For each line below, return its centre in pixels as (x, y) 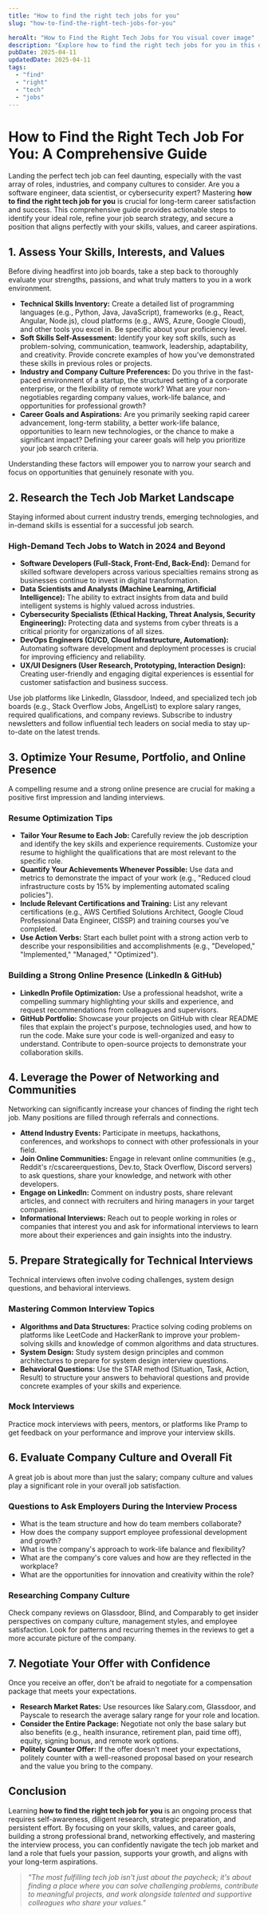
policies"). (37, 895)
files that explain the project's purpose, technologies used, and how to (136, 1027)
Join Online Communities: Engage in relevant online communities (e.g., (138, 1159)
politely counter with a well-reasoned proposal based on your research (136, 1758)
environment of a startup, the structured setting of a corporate (145, 380)
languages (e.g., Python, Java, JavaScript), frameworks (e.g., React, (132, 312)
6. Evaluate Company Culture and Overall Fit (120, 1458)
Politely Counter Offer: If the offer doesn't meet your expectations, (130, 1749)
